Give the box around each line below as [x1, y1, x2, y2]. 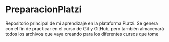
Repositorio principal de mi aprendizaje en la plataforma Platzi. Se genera [5, 20, 158, 26]
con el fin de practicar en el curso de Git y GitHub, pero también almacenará [5, 25, 164, 31]
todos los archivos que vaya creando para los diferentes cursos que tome [5, 31, 159, 37]
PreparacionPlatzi [5, 4, 82, 15]
